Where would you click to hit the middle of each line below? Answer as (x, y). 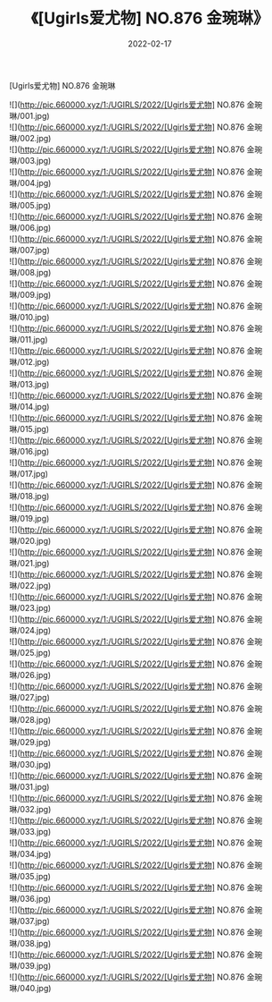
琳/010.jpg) (29, 317)
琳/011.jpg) (29, 339)
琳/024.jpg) (30, 630)
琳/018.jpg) (29, 496)
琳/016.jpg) (29, 451)
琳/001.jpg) (30, 115)
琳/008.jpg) (30, 272)
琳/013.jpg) (29, 384)
